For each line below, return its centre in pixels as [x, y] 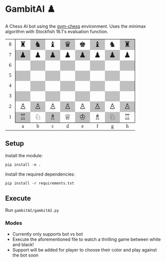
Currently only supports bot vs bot [47, 234]
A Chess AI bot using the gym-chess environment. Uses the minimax [76, 26]
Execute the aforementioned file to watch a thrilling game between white [86, 239]
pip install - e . [23, 164]
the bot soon [25, 255]
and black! [23, 244]
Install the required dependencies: [40, 174]
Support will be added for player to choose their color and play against [84, 250]
